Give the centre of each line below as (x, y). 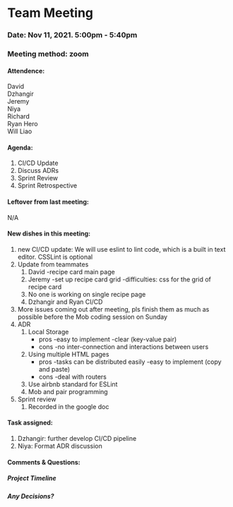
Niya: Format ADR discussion (60, 446)
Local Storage (48, 331)
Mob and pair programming (68, 391)
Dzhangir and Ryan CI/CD (65, 302)
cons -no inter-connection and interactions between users (124, 346)
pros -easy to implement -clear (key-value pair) (108, 339)
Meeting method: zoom (48, 54)
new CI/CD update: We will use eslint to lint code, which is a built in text (121, 249)
